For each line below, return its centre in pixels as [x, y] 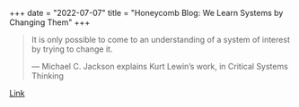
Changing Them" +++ [50, 22]
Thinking [48, 76]
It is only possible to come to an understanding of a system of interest [160, 40]
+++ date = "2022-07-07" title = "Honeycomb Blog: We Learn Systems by [146, 13]
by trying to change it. [72, 49]
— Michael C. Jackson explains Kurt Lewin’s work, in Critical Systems [160, 66]
